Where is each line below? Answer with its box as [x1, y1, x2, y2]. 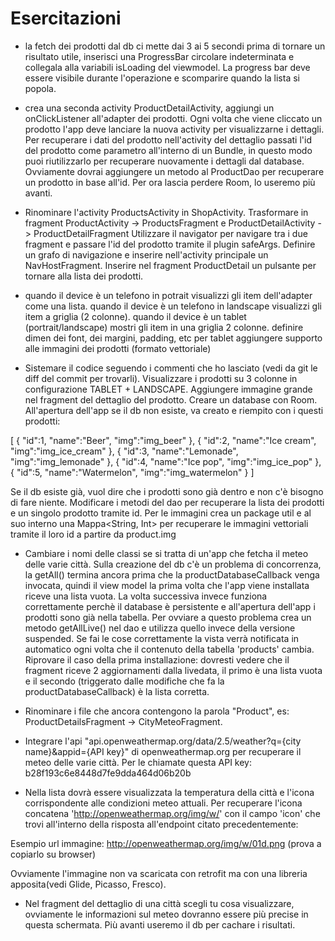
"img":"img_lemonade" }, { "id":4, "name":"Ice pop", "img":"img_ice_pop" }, [10, 455, 322, 467]
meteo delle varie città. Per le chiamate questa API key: [24, 756, 253, 768]
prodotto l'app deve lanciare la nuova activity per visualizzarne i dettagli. [24, 123, 325, 135]
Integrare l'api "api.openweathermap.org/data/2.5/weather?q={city [24, 735, 302, 747]
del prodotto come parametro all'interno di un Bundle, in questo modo [24, 144, 313, 156]
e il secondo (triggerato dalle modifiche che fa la [24, 675, 225, 687]
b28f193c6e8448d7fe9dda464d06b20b [24, 767, 192, 779]
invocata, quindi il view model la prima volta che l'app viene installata [24, 579, 310, 591]
